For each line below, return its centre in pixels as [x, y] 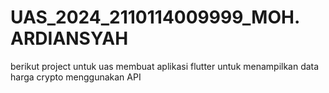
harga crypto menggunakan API [76, 77]
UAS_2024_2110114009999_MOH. [155, 17]
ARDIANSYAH [69, 38]
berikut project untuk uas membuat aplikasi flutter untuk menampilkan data [165, 66]
